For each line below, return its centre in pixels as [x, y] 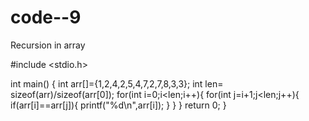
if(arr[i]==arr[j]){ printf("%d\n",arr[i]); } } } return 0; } [118, 105]
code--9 [46, 17]
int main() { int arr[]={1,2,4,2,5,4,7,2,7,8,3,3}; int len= [117, 83]
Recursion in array [48, 45]
